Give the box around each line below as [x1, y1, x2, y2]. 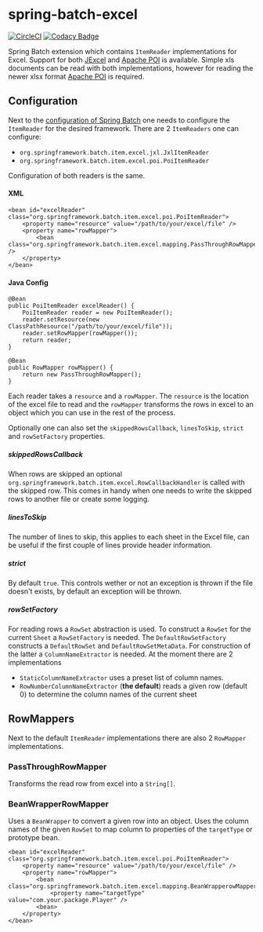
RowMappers [8, 712, 75, 725]
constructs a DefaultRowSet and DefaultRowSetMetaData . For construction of [8, 641, 251, 651]
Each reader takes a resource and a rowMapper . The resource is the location [8, 391, 249, 401]
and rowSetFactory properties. [8, 432, 106, 441]
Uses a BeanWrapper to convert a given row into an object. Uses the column [8, 817, 249, 826]
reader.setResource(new [22, 316, 100, 323]
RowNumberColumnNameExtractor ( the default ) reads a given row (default [19, 682, 248, 691]
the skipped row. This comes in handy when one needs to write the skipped [8, 486, 252, 495]
